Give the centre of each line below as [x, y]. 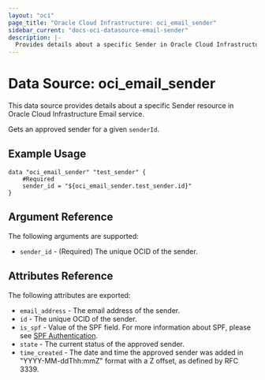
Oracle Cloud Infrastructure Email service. [76, 114]
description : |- [35, 37]
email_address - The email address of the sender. [99, 310]
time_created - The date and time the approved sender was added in [131, 352]
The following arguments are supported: [74, 236]
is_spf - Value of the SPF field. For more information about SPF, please [135, 327]
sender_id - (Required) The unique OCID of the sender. [109, 251]
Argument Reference [61, 217]
